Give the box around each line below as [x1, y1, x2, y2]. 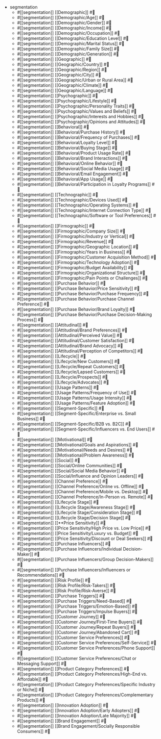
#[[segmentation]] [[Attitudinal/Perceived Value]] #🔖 [17, 332, 122, 338]
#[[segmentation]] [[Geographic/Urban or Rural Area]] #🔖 [17, 77, 134, 83]
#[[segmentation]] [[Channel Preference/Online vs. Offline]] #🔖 [17, 484, 144, 489]
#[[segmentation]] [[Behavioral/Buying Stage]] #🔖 [17, 145, 118, 151]
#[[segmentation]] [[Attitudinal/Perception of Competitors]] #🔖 [17, 348, 143, 354]
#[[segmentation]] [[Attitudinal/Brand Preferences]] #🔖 [17, 327, 128, 333]
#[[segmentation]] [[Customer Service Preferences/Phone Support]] [17, 645, 155, 651]
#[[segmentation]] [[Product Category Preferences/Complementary [17, 692, 154, 698]
